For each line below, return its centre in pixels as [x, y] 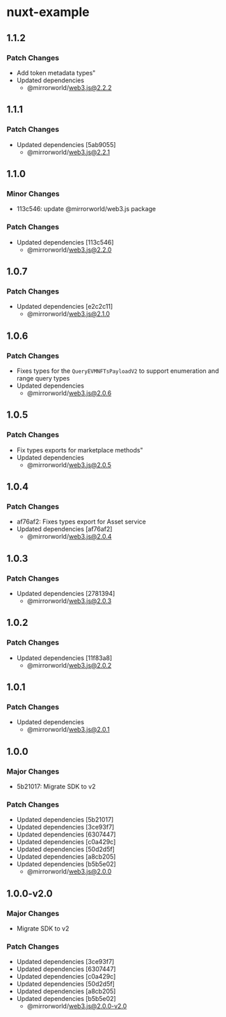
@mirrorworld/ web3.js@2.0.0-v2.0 [77, 1006]
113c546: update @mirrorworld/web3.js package [86, 209]
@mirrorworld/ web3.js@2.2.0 [69, 250]
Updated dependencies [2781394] [66, 593]
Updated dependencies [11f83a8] [64, 658]
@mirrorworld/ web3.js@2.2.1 [68, 152]
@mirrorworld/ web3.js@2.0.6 [69, 393]
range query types [43, 378]
